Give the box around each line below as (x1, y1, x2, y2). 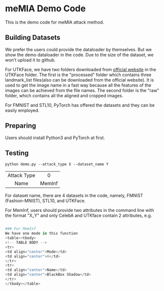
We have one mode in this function (5, 231, 78, 236)
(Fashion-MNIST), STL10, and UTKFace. (5, 198, 86, 204)
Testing (5, 148, 29, 157)
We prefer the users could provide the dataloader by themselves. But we (5, 46, 152, 52)
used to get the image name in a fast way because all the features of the (5, 82, 151, 88)
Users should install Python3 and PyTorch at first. (5, 135, 106, 141)
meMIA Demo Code (5, 3, 86, 14)
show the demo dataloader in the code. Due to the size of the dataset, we (5, 52, 154, 58)
